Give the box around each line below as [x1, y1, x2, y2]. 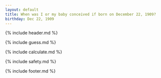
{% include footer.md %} [5, 68, 56, 74]
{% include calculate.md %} [5, 49, 62, 55]
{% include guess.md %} [5, 39, 56, 45]
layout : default [5, 7, 39, 12]
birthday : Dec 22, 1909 [5, 16, 54, 21]
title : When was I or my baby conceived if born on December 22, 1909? [5, 12, 156, 17]
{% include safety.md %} [5, 59, 56, 65]
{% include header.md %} [5, 30, 58, 36]
